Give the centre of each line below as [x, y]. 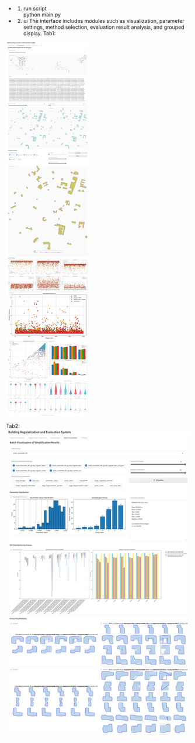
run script [35, 8]
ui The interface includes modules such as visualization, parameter [104, 21]
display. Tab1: [39, 33]
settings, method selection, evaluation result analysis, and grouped [104, 27]
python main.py [42, 15]
